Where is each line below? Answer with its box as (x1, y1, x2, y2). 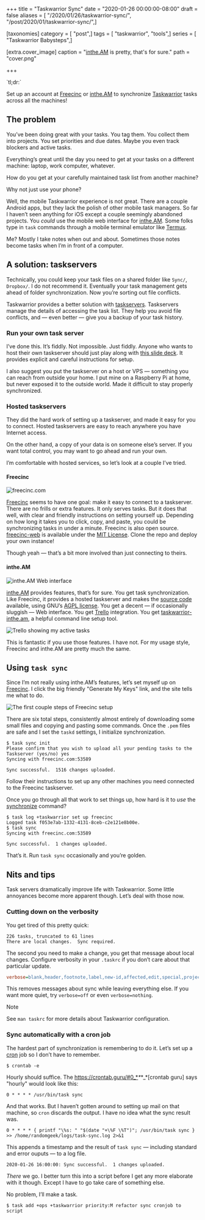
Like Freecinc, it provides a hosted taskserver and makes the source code (6, 595, 192, 602)
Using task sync (6, 663, 68, 673)
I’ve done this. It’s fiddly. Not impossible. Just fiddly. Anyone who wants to (6, 342, 193, 350)
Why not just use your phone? (6, 186, 82, 193)
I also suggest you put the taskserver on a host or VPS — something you (6, 367, 189, 374)
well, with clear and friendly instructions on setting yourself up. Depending (6, 511, 194, 519)
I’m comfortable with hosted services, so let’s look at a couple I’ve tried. (6, 459, 187, 467)
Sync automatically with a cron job (6, 1031, 111, 1039)
